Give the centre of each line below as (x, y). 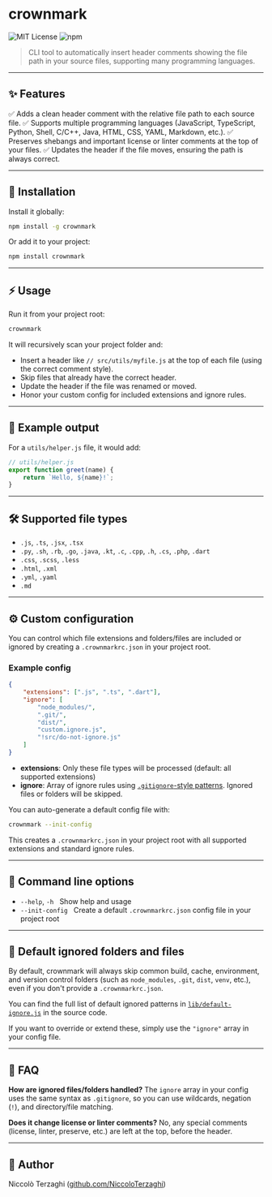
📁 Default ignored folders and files (96, 952)
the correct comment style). (66, 369)
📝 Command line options (72, 882)
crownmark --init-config (50, 825)
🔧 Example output (54, 428)
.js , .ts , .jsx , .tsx (51, 543)
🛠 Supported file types (68, 519)
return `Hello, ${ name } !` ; (68, 477)
